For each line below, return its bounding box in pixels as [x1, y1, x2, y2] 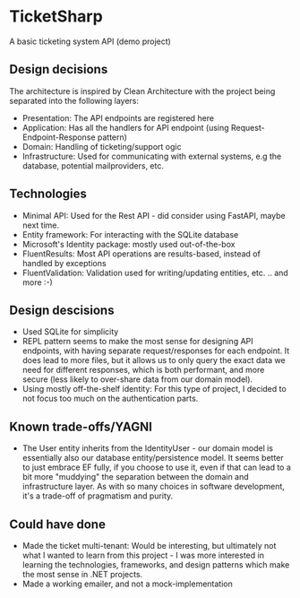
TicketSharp [9, 6, 103, 27]
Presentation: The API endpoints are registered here [21, 112, 215, 123]
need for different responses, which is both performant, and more [21, 365, 265, 376]
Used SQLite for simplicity [21, 326, 119, 337]
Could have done [9, 516, 106, 532]
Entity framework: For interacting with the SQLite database [21, 229, 239, 239]
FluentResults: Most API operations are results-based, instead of [21, 248, 261, 259]
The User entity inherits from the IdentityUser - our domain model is [21, 443, 273, 454]
